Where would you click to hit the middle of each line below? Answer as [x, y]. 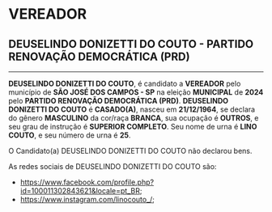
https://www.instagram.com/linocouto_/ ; [87, 199]
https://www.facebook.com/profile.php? [87, 182]
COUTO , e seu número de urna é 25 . [70, 135]
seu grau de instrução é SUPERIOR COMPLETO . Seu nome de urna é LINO [133, 127]
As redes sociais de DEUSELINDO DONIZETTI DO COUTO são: [113, 166]
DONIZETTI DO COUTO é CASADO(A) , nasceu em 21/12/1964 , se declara [132, 109]
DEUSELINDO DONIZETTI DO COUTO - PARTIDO [131, 44]
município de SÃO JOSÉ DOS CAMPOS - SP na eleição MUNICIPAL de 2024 [136, 92]
